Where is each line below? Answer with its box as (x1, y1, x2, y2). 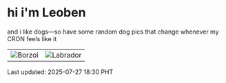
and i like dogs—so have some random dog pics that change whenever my (7, 27, 219, 36)
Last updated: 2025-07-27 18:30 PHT (7, 67, 114, 76)
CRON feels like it (7, 34, 57, 43)
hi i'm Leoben (7, 5, 86, 21)
